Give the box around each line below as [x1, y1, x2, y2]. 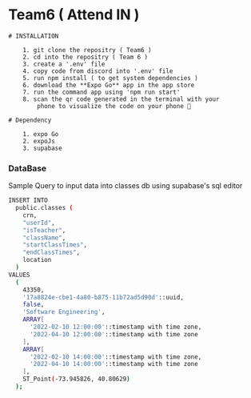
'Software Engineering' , [22, 308, 106, 316]
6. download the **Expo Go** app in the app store [22, 81, 195, 89]
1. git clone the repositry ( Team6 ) [22, 46, 152, 54]
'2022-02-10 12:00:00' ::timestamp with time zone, [29, 323, 202, 332]
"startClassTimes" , [22, 241, 88, 249]
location [22, 256, 52, 264]
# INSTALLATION [8, 32, 59, 40]
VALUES [8, 271, 30, 279]
